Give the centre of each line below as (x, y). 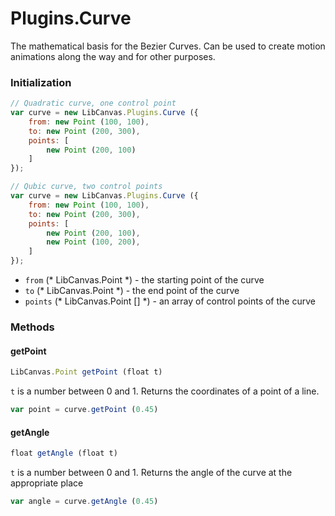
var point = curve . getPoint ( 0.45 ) (84, 410)
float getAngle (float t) (64, 453)
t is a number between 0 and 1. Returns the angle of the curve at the (151, 473)
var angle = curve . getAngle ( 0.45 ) (84, 502)
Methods (32, 327)
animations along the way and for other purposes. (113, 56)
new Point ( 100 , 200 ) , (93, 242)
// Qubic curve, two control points (86, 187)
